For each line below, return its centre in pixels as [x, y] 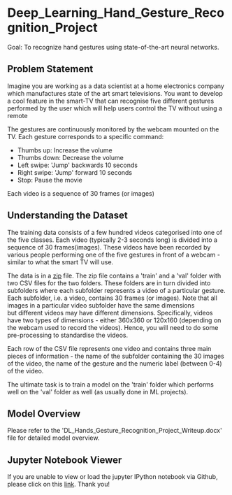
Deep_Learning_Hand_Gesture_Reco [116, 13]
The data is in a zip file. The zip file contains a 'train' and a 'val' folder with [114, 275]
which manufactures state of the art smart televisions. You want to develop [115, 93]
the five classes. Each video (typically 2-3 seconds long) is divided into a [113, 240]
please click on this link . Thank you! [59, 485]
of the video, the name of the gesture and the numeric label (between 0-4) [115, 363]
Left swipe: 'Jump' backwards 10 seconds [78, 165]
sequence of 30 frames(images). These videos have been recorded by [109, 247]
